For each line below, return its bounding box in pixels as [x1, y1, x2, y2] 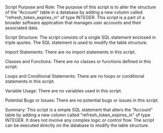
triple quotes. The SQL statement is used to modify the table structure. [5, 40, 148, 45]
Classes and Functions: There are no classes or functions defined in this [5, 59, 151, 64]
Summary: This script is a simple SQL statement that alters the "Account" [5, 107, 153, 112]
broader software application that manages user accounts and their [5, 20, 141, 25]
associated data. [5, 25, 39, 31]
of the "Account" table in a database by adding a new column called [5, 9, 143, 15]
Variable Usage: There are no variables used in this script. [5, 88, 122, 93]
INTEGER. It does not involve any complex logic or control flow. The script [5, 117, 155, 123]
